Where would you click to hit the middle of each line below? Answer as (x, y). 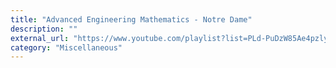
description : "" (44, 29)
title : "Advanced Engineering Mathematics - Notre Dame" (131, 19)
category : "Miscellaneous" (66, 47)
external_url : (40, 38)
